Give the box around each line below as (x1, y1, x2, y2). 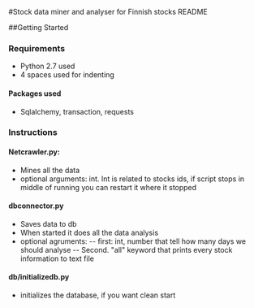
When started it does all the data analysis (19, 228, 159, 237)
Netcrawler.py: (8, 147, 61, 157)
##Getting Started (8, 23, 69, 32)
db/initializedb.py (8, 272, 70, 282)
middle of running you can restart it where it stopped (19, 182, 197, 192)
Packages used (8, 89, 62, 98)
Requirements (8, 42, 66, 54)
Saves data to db (19, 219, 77, 228)
